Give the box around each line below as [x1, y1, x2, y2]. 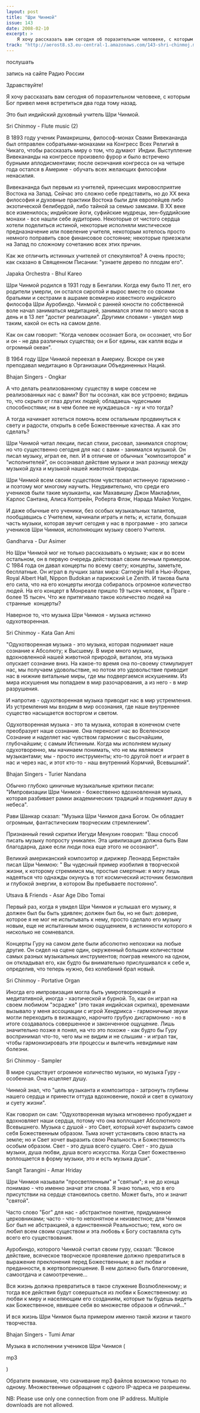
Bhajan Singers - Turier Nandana [6, 770, 86, 777]
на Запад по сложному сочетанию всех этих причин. [6, 240, 142, 247]
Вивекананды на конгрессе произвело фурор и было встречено [6, 153, 170, 160]
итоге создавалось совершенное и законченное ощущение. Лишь [6, 1020, 175, 1027]
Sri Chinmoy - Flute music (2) [6, 122, 79, 129]
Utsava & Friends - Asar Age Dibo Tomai [6, 891, 105, 898]
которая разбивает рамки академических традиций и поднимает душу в [6, 794, 192, 802]
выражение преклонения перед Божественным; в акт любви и [6, 1258, 167, 1265]
